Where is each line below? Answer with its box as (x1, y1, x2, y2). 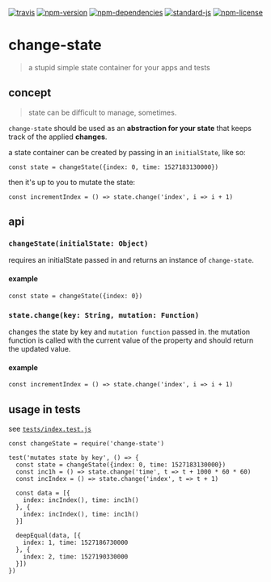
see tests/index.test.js (8, 424, 91, 433)
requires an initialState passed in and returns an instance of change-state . (8, 255, 255, 265)
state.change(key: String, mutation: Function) (8, 310, 200, 319)
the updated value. (8, 344, 71, 353)
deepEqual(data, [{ (15, 531, 82, 539)
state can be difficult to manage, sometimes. (28, 108, 177, 117)
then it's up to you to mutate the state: (8, 177, 136, 187)
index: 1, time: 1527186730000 (23, 538, 129, 546)
